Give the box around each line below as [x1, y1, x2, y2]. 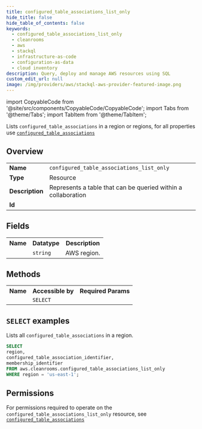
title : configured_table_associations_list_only [6, 8, 130, 15]
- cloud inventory [11, 64, 58, 71]
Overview [6, 146, 44, 157]
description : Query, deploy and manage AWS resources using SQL [6, 70, 171, 77]
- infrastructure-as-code [11, 54, 77, 60]
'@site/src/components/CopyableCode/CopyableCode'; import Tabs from [6, 105, 189, 111]
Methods [6, 269, 41, 280]
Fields [6, 221, 30, 231]
